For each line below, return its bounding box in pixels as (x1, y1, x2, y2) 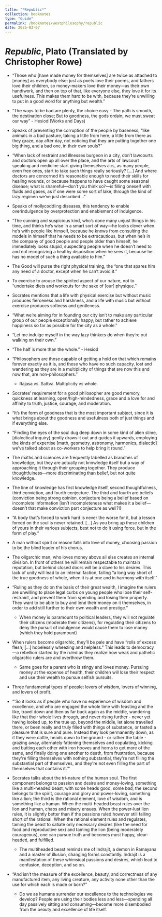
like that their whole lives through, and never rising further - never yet (12, 714, 151, 720)
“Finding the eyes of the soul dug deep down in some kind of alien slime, (12, 430, 157, 435)
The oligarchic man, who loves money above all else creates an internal (12, 554, 155, 560)
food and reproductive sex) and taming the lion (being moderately (12, 827, 144, 832)
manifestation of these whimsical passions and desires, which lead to (19, 857, 158, 863)
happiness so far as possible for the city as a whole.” (12, 323, 118, 329)
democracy (131, 644, 154, 650)
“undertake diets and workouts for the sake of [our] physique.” (12, 283, 137, 289)
